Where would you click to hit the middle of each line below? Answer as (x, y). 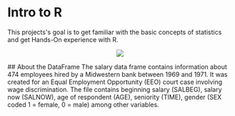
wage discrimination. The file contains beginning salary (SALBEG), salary (115, 89)
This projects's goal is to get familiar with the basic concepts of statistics (115, 32)
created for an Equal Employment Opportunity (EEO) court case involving (115, 82)
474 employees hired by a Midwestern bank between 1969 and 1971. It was (117, 74)
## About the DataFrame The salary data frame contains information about (117, 67)
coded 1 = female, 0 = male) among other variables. (83, 105)
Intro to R (35, 12)
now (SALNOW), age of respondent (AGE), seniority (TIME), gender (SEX (115, 97)
